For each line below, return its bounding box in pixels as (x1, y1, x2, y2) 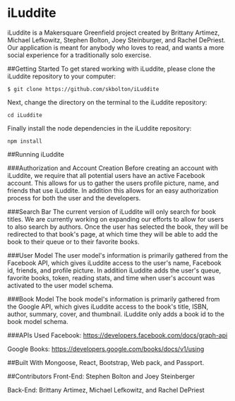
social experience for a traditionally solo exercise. (7, 51, 152, 59)
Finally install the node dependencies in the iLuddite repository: (7, 124, 192, 132)
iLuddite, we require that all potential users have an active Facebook (7, 171, 206, 179)
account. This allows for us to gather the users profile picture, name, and (7, 179, 219, 187)
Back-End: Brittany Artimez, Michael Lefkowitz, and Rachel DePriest (7, 385, 205, 394)
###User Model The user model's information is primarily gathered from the (7, 251, 228, 259)
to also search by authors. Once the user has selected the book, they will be (7, 222, 229, 231)
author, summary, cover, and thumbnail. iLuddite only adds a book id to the (7, 309, 224, 318)
